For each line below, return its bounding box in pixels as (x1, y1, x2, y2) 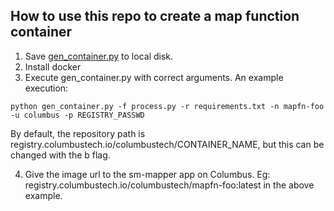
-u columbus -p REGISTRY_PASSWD (10, 110, 145, 120)
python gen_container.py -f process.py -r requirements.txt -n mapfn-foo (10, 101, 325, 111)
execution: (24, 82, 69, 94)
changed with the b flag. (10, 149, 111, 161)
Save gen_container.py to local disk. (24, 50, 174, 62)
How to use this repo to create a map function (10, 8, 300, 25)
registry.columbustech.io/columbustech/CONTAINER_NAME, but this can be (10, 138, 325, 150)
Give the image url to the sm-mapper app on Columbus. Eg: (24, 168, 271, 180)
